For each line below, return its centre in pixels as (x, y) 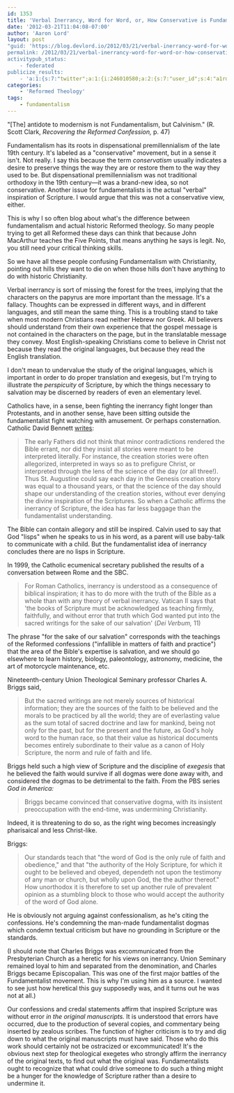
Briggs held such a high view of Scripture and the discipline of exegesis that (116, 766)
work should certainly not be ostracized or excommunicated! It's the (105, 1046)
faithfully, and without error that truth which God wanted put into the (122, 616)
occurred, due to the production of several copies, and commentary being (114, 1024)
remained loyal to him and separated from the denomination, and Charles (112, 966)
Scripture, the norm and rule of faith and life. (88, 752)
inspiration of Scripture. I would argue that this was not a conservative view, (116, 197)
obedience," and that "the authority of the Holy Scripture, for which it (123, 864)
